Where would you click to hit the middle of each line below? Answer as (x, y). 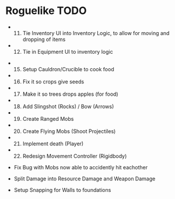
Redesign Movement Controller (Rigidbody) (75, 156)
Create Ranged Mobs (48, 118)
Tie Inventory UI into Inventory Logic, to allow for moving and (96, 33)
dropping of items (44, 39)
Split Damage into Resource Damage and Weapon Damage (85, 179)
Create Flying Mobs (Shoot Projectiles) (69, 131)
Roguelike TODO (46, 11)
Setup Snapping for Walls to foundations (62, 190)
